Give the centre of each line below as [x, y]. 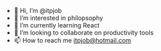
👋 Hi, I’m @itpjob [38, 11]
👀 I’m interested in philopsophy [58, 18]
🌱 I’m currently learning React [57, 25]
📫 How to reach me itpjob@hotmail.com [72, 40]
